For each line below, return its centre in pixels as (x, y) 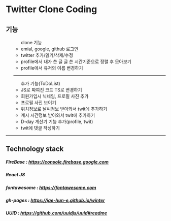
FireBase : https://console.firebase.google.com (57, 162)
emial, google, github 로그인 (49, 49)
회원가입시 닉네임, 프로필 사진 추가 (55, 96)
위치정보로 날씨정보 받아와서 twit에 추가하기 (64, 109)
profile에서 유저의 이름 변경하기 (52, 68)
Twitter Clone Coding (52, 9)
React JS (15, 175)
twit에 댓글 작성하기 (40, 128)
